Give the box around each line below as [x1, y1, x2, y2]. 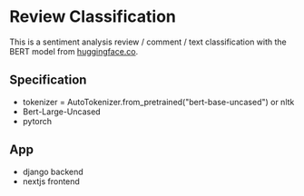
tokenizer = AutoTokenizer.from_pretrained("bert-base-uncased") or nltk [22, 96, 295, 107]
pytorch [22, 115, 53, 126]
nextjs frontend [22, 175, 80, 187]
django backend [22, 166, 83, 177]
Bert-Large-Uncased [22, 106, 102, 117]
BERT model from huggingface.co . [9, 45, 139, 56]
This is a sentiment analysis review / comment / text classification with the [9, 36, 288, 47]
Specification [9, 73, 87, 88]
